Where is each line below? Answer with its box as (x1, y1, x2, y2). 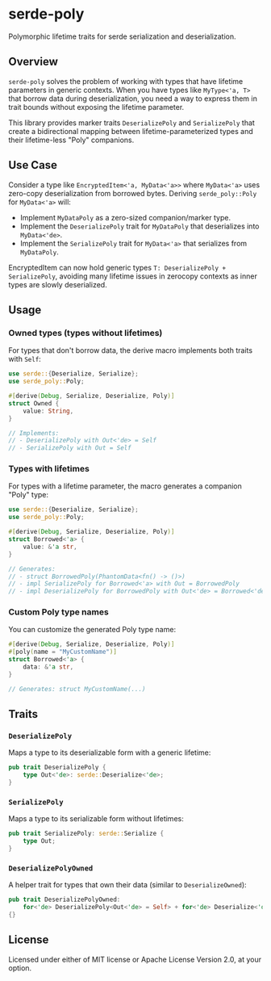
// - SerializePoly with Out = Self (8, 444, 131, 452)
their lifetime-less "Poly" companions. (8, 135, 135, 145)
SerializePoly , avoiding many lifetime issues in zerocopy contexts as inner (8, 271, 258, 281)
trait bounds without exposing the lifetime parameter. (8, 102, 185, 111)
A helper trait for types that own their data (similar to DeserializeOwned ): (8, 880, 248, 890)
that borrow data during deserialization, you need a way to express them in (8, 94, 258, 103)
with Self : (8, 354, 42, 364)
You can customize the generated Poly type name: (8, 625, 176, 635)
